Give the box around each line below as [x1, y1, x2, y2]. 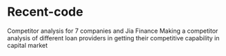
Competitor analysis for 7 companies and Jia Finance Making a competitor [7, 27, 218, 35]
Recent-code [7, 4, 84, 20]
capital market [7, 41, 48, 49]
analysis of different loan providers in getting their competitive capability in [7, 33, 220, 42]
